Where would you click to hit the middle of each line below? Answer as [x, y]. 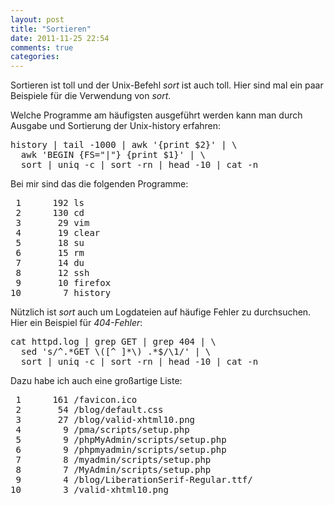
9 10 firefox [63, 283]
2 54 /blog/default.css [89, 410]
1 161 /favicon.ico [76, 400]
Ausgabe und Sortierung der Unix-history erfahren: [116, 126]
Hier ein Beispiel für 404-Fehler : [76, 323]
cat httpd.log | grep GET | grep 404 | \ [113, 342]
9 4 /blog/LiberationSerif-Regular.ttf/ [134, 480]
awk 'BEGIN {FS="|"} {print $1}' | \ [113, 155]
